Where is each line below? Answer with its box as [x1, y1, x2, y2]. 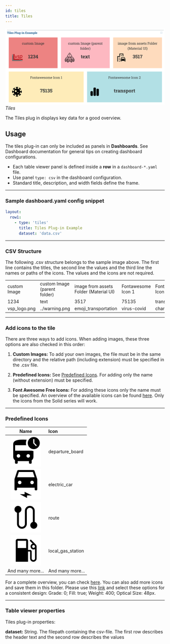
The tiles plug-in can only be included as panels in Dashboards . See [5, 143, 148, 149]
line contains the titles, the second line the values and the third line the [5, 264, 152, 270]
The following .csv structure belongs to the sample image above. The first [5, 259, 159, 265]
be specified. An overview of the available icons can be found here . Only [12, 392, 164, 398]
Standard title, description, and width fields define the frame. [12, 180, 140, 186]
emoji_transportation [74, 306, 117, 312]
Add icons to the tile [5, 324, 56, 331]
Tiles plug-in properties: [5, 619, 56, 625]
